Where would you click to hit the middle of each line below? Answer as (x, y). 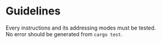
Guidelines (33, 11)
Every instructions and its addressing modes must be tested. (81, 28)
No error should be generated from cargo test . (64, 34)
